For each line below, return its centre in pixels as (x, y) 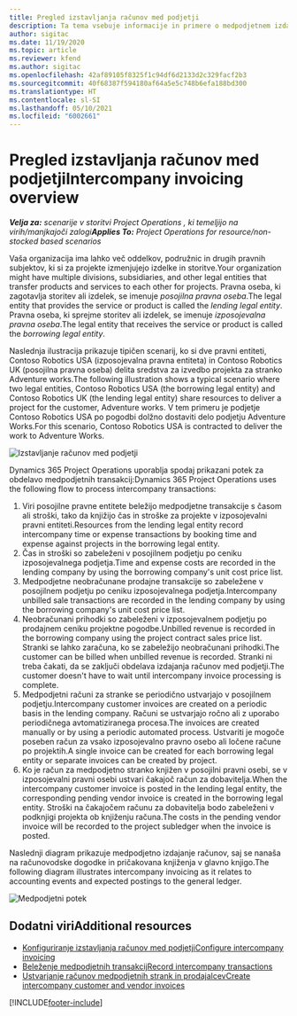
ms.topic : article (43, 51)
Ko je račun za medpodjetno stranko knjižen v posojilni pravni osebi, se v (155, 770)
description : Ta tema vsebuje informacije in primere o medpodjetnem (140, 26)
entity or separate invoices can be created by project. (120, 761)
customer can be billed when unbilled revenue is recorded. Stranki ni (147, 657)
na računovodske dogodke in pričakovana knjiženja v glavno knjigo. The (139, 863)
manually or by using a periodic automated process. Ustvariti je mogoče (153, 732)
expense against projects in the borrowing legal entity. (121, 544)
